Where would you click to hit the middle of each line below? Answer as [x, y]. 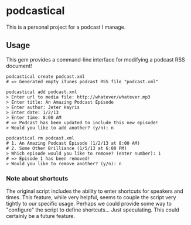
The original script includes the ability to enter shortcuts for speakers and [95, 191]
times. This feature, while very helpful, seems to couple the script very [91, 197]
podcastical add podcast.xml [42, 92]
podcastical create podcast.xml [45, 76]
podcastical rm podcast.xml [40, 138]
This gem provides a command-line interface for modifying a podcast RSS [96, 59]
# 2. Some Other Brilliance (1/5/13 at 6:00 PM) [66, 148]
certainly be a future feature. [41, 216]
